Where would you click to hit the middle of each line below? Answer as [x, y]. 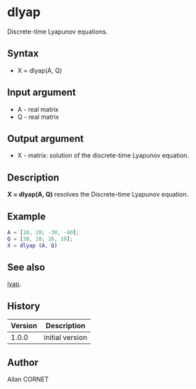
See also [26, 268]
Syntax [23, 54]
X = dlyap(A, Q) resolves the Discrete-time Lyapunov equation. [98, 194]
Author [23, 362]
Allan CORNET [28, 379]
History [24, 306]
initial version [66, 338]
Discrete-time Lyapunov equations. [58, 31]
